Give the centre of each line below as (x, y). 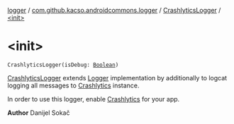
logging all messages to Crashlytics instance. (73, 85)
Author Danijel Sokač (39, 113)
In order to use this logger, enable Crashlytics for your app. (94, 99)
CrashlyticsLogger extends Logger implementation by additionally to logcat (117, 77)
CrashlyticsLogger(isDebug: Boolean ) (63, 65)
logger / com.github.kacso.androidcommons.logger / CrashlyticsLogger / (114, 10)
